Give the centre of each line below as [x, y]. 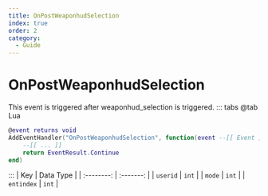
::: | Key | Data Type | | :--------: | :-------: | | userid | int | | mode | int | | [127, 175]
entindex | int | [33, 184]
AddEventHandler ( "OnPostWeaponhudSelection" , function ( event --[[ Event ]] [137, 138]
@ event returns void [43, 130]
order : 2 [23, 30]
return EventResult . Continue [71, 153]
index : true [28, 23]
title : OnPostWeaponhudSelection [64, 16]
